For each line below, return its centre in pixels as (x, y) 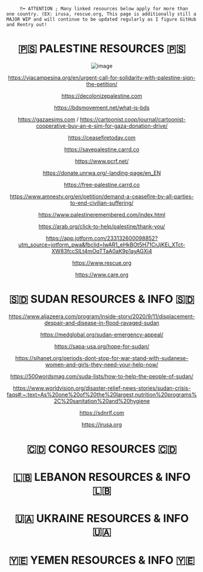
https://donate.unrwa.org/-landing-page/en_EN (102, 172)
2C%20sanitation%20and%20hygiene (102, 401)
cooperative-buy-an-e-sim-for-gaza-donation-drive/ (102, 126)
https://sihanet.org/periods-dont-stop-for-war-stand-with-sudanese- (102, 358)
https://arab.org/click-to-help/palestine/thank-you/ (102, 226)
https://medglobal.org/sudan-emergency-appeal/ (102, 335)
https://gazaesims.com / (48, 119)
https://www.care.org (102, 274)
